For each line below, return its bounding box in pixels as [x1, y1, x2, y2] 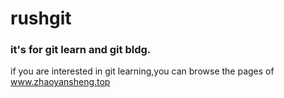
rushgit [10, 7, 72, 30]
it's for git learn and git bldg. [10, 43, 152, 57]
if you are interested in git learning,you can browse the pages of [10, 65, 275, 77]
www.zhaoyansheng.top [10, 76, 111, 88]
